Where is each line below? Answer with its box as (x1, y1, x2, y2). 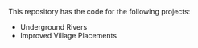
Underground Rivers (19, 22, 88, 31)
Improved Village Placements (19, 31, 118, 40)
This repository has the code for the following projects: (8, 7, 191, 16)
